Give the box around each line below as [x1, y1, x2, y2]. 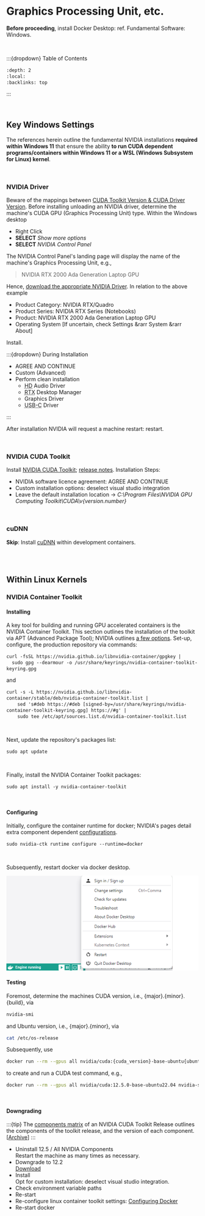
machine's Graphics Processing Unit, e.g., [6, 259, 112, 266]
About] [15, 327, 33, 334]
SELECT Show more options [15, 234, 87, 242]
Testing [6, 979, 26, 986]
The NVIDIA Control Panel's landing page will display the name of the [6, 252, 181, 260]
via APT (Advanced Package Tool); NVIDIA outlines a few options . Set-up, [6, 634, 192, 642]
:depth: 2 [6, 67, 32, 73]
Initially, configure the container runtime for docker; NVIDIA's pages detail [6, 822, 192, 829]
